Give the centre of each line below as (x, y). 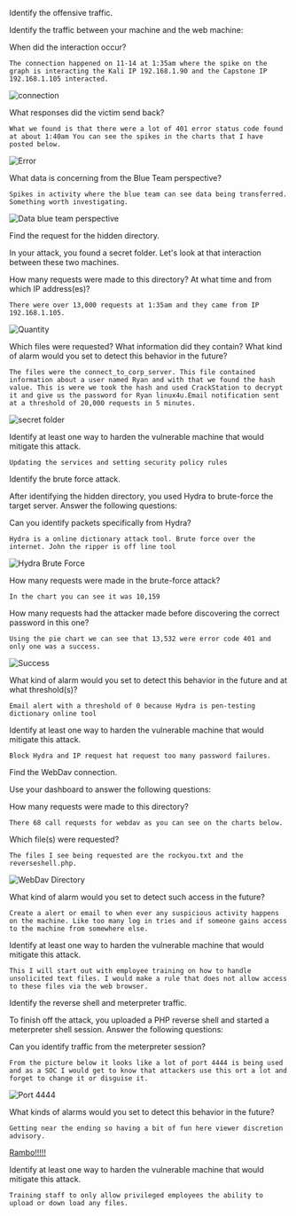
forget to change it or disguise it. (79, 1079)
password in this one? (49, 623)
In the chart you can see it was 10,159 (85, 597)
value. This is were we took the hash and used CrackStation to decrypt (146, 388)
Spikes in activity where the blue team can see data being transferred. (148, 194)
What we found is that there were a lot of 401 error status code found (146, 129)
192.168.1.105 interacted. (59, 79)
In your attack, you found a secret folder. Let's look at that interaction (135, 253)
